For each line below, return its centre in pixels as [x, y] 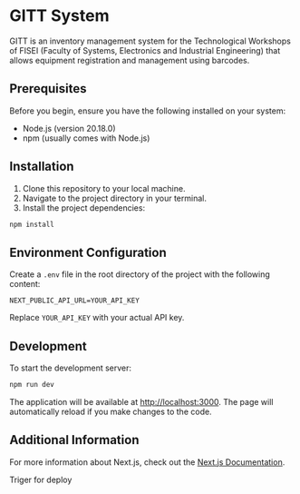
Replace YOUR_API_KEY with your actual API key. [97, 318]
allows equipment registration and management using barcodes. [130, 60]
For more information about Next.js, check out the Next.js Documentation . [147, 462]
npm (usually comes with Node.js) [86, 138]
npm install [32, 224]
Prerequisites [48, 89]
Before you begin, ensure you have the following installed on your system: [148, 111]
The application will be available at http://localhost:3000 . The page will [141, 401]
